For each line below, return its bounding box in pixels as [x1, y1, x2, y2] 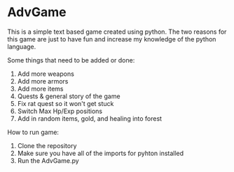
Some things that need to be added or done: [7, 55, 135, 64]
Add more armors [17, 77, 69, 85]
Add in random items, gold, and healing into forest [17, 114, 163, 123]
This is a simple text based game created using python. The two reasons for [7, 27, 227, 36]
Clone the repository [17, 141, 77, 150]
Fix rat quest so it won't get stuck [17, 99, 114, 107]
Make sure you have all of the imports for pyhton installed [17, 149, 184, 157]
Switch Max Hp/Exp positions [17, 107, 103, 115]
